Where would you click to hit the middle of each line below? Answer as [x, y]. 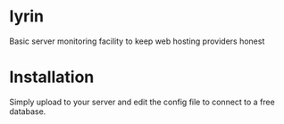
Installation [52, 77]
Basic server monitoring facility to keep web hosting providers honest [137, 41]
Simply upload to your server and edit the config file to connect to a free [142, 102]
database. [28, 111]
